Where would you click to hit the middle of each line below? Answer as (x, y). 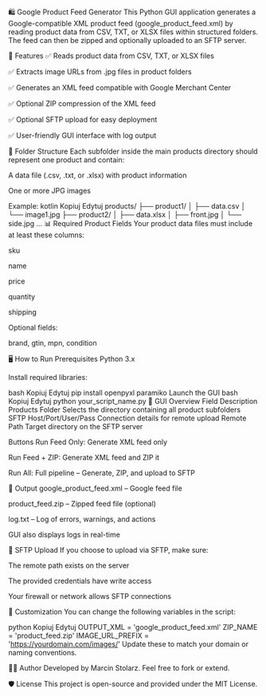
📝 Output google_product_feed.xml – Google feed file (96, 488)
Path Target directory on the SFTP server (76, 426)
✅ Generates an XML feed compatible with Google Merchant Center (120, 88)
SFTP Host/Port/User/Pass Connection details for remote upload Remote (127, 418)
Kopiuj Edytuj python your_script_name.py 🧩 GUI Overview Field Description (133, 401)
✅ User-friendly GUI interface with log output (82, 135)
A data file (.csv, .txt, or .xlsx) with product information (98, 175)
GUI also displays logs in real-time (65, 534)
